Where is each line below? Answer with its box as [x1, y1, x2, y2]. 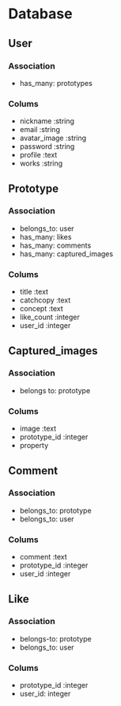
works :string [19, 158, 63, 168]
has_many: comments [19, 240, 92, 250]
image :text [19, 423, 57, 434]
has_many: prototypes [19, 78, 93, 88]
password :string [19, 142, 75, 151]
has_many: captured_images [19, 248, 113, 259]
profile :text [19, 150, 58, 160]
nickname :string [19, 116, 75, 126]
